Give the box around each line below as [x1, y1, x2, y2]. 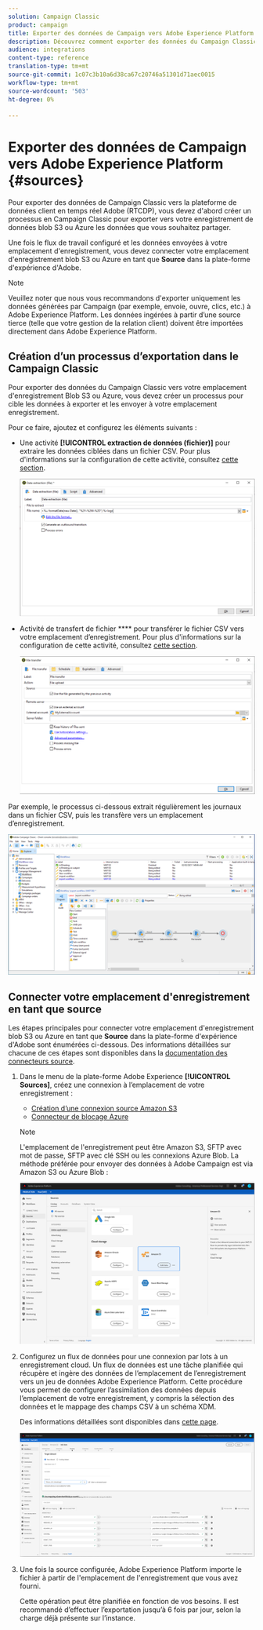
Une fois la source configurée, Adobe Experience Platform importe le [19, 1565, 243, 1573]
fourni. [19, 1581, 41, 1591]
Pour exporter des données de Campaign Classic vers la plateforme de [8, 198, 237, 207]
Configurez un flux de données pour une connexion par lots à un [19, 1352, 229, 1361]
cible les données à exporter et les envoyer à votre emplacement [8, 399, 218, 408]
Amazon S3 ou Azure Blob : [19, 1168, 109, 1177]
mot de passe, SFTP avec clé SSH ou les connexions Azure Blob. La [19, 1150, 239, 1161]
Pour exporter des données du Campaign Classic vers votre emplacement [8, 383, 247, 392]
